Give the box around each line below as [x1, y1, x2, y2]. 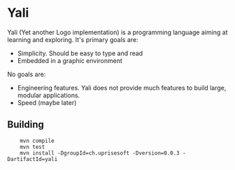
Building [7, 119, 44, 131]
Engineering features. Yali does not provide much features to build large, [17, 83, 227, 92]
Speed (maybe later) [17, 98, 77, 106]
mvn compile [20, 137, 55, 144]
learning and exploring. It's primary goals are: [7, 35, 138, 43]
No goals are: [7, 70, 46, 78]
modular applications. [17, 91, 80, 99]
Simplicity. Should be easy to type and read [17, 49, 143, 57]
